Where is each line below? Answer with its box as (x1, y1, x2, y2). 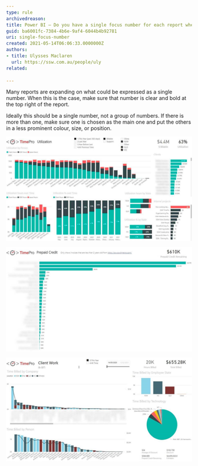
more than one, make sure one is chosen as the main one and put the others (6, 118, 192, 126)
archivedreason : (6, 15, 46, 22)
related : (6, 65, 28, 71)
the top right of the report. (6, 101, 70, 108)
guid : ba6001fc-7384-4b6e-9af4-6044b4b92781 (6, 28, 117, 34)
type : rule (6, 9, 33, 15)
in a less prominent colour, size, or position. (6, 125, 112, 132)
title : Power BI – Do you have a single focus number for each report (6, 22, 183, 28)
